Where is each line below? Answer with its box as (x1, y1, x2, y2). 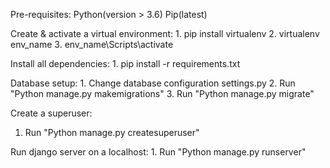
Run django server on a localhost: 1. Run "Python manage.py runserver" (10, 146, 307, 158)
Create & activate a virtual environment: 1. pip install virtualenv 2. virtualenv (10, 28, 320, 39)
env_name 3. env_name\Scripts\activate (10, 39, 174, 50)
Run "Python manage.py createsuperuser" (24, 127, 200, 138)
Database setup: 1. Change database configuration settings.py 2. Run (10, 77, 296, 89)
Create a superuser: (10, 107, 93, 119)
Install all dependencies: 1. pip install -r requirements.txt (10, 58, 241, 69)
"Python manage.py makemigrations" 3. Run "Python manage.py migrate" (10, 88, 315, 99)
